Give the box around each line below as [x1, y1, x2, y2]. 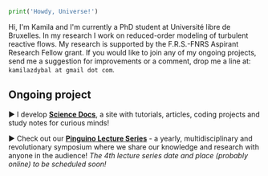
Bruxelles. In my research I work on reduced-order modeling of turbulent [8, 31, 249, 40]
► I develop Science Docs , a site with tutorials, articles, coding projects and [8, 109, 261, 119]
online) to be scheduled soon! [8, 159, 107, 169]
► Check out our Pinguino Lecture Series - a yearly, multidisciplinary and [8, 133, 253, 143]
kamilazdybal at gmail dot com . [8, 64, 115, 74]
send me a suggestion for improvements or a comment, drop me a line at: [8, 56, 251, 66]
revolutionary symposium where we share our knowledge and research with [8, 141, 259, 152]
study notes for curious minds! [8, 117, 110, 128]
